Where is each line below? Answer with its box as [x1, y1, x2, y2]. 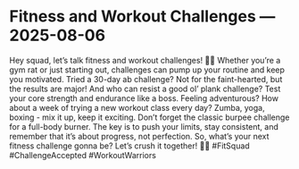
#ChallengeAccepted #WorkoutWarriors [9, 149, 156, 160]
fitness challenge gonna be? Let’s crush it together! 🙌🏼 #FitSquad [9, 140, 250, 151]
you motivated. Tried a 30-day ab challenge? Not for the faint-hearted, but [9, 73, 283, 84]
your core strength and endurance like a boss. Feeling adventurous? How [9, 92, 279, 104]
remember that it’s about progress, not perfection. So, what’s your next [9, 131, 270, 141]
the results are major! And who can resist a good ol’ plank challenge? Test [9, 83, 281, 94]
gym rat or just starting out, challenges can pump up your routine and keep [9, 64, 286, 75]
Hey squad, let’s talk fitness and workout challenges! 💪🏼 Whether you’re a [9, 55, 281, 65]
